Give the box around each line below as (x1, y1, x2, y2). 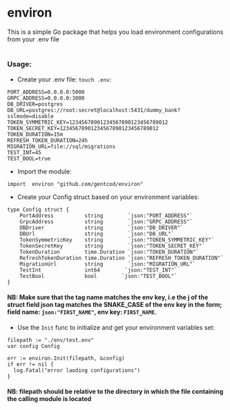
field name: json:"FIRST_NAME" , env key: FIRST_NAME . (7, 308, 157, 316)
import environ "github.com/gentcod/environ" (7, 180, 144, 187)
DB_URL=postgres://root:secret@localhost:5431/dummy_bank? (7, 106, 181, 113)
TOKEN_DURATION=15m (7, 131, 64, 138)
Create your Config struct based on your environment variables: (17, 192, 200, 201)
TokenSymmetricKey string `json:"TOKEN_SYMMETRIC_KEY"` (19, 236, 215, 243)
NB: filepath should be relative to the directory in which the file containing (7, 387, 224, 395)
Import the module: (17, 167, 72, 176)
